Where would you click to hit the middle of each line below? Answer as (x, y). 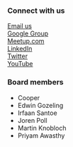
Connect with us (36, 11)
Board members (35, 82)
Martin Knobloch (42, 128)
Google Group (28, 33)
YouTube (20, 64)
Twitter (18, 56)
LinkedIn (20, 49)
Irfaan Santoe (38, 113)
